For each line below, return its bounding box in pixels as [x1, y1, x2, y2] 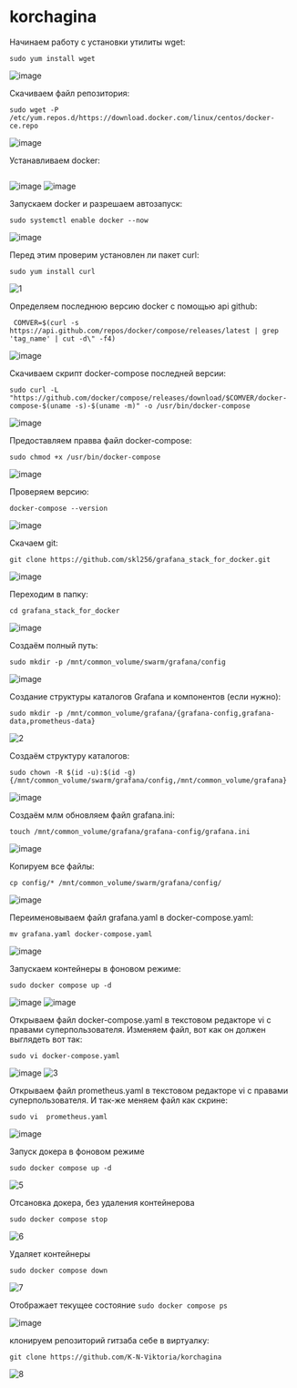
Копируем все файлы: [9, 861, 95, 872]
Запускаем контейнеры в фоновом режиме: [9, 963, 181, 974]
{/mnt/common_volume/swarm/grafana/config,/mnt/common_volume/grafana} [9, 776, 287, 785]
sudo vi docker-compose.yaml [9, 1051, 120, 1060]
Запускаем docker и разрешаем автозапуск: [9, 198, 183, 209]
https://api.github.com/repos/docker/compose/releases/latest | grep [9, 326, 280, 335]
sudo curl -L [9, 385, 59, 394]
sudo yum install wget [9, 54, 96, 63]
